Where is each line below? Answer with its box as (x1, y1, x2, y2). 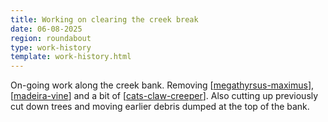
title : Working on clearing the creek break (10, 14, 199, 25)
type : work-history (10, 42, 92, 53)
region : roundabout (10, 33, 92, 43)
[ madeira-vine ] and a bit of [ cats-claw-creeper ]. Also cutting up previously (10, 90, 319, 102)
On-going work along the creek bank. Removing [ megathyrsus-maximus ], (10, 79, 315, 91)
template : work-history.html (10, 52, 132, 62)
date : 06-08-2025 (10, 24, 83, 34)
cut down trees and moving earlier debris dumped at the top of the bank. (10, 101, 310, 113)
